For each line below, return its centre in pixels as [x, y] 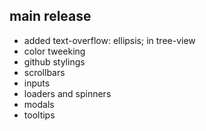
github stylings [54, 61]
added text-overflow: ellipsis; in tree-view [109, 40]
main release [50, 16]
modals [39, 104]
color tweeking [54, 51]
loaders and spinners [67, 93]
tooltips [39, 115]
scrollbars [44, 72]
